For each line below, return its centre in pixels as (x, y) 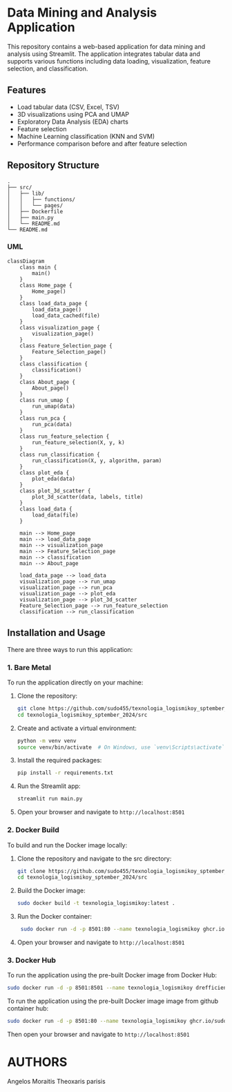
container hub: (28, 1008)
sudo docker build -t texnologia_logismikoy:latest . (96, 903)
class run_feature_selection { (65, 437)
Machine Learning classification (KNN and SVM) (86, 136)
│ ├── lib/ (26, 193)
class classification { (54, 364)
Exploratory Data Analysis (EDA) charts (73, 122)
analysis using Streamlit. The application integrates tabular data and (104, 54)
